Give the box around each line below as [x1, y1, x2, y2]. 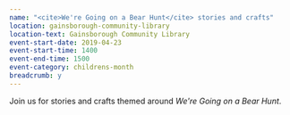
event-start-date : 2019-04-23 [9, 37, 123, 47]
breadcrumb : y [9, 71, 63, 80]
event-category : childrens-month [9, 63, 134, 72]
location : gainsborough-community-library [9, 21, 170, 30]
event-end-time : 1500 [9, 54, 90, 63]
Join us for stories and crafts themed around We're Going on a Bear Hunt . [9, 95, 282, 106]
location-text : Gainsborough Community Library [9, 29, 191, 38]
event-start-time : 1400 [9, 46, 98, 55]
